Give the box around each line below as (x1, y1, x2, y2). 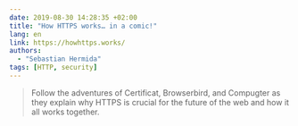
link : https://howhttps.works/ (9, 38, 126, 47)
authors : (9, 46, 42, 55)
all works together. (30, 106, 100, 117)
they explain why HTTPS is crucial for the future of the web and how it (30, 97, 290, 107)
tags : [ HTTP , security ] (9, 63, 98, 72)
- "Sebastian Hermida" (17, 55, 102, 63)
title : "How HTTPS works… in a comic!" (9, 21, 158, 30)
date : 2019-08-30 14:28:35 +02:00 (9, 13, 138, 22)
